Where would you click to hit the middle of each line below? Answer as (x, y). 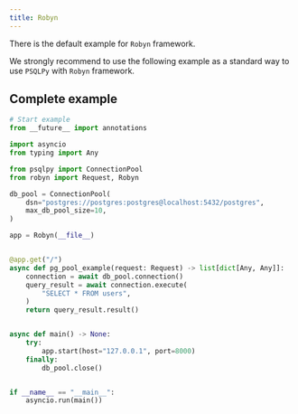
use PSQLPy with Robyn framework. (72, 71)
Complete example (64, 99)
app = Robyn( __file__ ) (52, 236)
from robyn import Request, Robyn (74, 177)
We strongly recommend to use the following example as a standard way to (149, 61)
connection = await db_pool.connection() (104, 277)
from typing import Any (54, 153)
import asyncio (38, 145)
